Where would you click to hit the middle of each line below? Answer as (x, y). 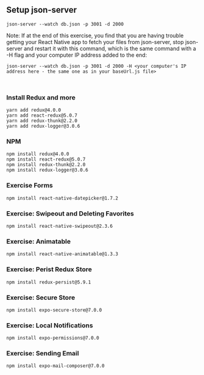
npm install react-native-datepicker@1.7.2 (62, 198)
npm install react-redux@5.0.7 (46, 159)
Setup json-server (42, 10)
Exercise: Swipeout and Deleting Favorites (70, 213)
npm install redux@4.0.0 (38, 154)
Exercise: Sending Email (43, 354)
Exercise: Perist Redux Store (49, 269)
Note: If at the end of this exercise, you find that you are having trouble (95, 35)
